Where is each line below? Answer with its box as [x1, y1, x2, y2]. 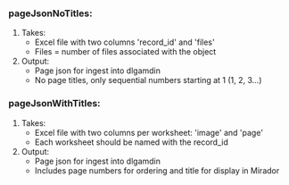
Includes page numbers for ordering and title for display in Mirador [34, 164, 280, 176]
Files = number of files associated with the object [34, 46, 217, 57]
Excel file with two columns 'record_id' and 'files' [34, 37, 215, 47]
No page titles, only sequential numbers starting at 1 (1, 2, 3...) [34, 75, 262, 86]
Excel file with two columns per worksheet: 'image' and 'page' [34, 127, 264, 138]
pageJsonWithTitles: [8, 97, 101, 110]
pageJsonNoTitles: [8, 7, 93, 20]
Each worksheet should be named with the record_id [34, 137, 228, 147]
